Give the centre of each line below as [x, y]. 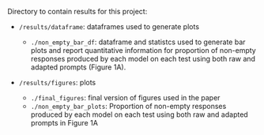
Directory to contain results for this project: [77, 11]
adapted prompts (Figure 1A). [78, 67]
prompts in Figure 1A [64, 123]
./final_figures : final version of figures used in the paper [125, 97]
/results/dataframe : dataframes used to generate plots [109, 26]
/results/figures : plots [57, 82]
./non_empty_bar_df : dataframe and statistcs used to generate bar [138, 42]
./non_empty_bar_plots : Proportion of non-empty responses [128, 106]
